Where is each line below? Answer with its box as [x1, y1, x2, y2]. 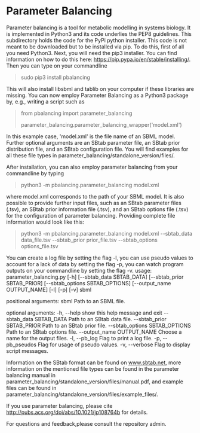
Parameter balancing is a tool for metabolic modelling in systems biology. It [6, 24, 191, 31]
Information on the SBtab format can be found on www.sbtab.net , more [6, 359, 181, 366]
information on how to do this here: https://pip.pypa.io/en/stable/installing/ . [6, 56, 191, 63]
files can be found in [6, 384, 57, 391]
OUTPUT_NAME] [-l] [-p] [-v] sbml [6, 286, 91, 293]
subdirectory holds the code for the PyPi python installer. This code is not [6, 36, 187, 44]
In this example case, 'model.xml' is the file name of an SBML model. [6, 133, 176, 140]
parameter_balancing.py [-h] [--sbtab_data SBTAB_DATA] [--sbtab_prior [6, 273, 184, 280]
